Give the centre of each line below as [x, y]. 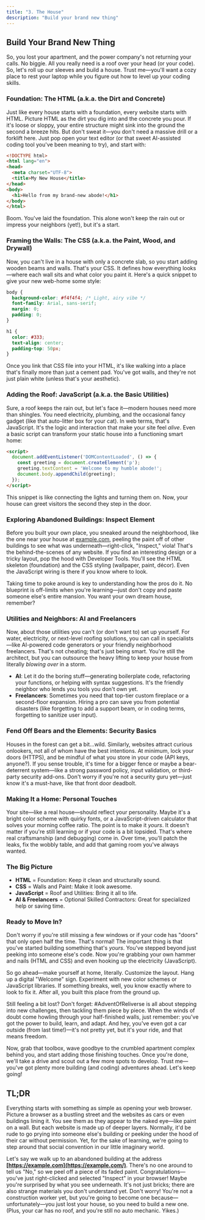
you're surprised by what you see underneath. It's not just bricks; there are [100, 1185]
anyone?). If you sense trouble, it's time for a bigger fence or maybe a [94, 764]
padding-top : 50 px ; [37, 348]
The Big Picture [30, 867]
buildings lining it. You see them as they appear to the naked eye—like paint [101, 1121]
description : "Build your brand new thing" [63, 18]
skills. [13, 83]
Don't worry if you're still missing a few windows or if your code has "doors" [102, 935]
